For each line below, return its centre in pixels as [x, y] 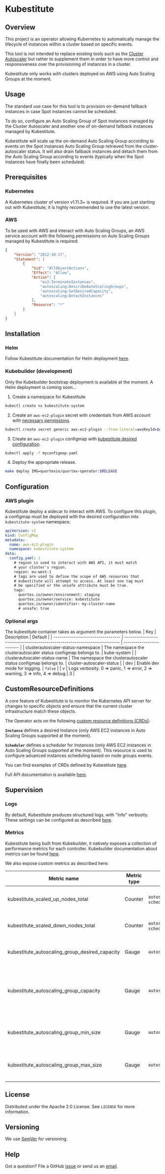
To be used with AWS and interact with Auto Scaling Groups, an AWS [75, 230]
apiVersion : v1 [21, 531]
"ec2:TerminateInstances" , [68, 282]
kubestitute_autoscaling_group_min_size [54, 1032]
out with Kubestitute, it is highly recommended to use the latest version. [78, 207]
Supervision [24, 790]
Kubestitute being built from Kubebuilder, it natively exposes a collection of [81, 843]
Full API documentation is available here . [46, 774]
